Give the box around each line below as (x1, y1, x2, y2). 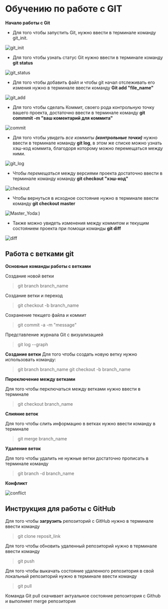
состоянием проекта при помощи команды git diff (12, 225, 121, 231)
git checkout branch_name (17, 401, 73, 407)
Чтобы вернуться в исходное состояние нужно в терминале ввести (12, 195, 159, 201)
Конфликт (5, 480, 28, 486)
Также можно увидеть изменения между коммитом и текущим (12, 220, 149, 226)
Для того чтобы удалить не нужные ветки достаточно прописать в (5, 455, 149, 461)
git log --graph (17, 341, 49, 347)
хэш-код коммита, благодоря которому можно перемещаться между (12, 145, 163, 151)
